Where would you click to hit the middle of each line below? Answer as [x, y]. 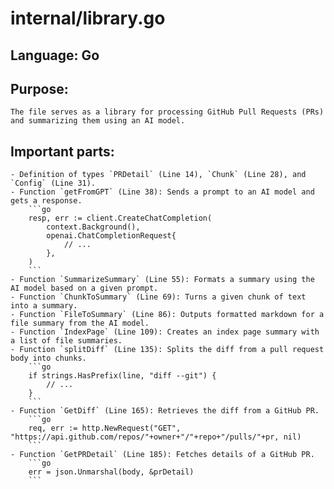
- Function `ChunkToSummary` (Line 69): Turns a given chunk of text [158, 297]
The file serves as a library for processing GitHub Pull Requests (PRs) [167, 112]
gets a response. [46, 201]
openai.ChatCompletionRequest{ [111, 236]
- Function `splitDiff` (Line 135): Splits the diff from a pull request [167, 350]
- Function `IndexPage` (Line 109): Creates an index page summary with [165, 332]
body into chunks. [48, 358]
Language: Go [55, 55]
